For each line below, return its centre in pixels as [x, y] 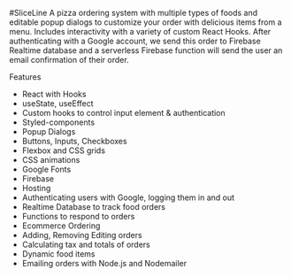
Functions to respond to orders [78, 216]
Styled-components [58, 122]
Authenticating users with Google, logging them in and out [128, 197]
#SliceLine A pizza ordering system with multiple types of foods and [134, 13]
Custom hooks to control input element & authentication [123, 113]
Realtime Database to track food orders [94, 207]
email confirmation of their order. [69, 60]
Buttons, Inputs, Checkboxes [74, 141]
